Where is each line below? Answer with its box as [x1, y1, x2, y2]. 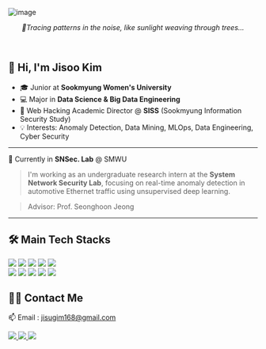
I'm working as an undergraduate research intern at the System [27, 169, 236, 179]
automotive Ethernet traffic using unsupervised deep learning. [27, 186, 231, 195]
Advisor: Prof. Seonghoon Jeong [27, 202, 135, 211]
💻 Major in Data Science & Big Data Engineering [19, 94, 180, 104]
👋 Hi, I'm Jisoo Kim [8, 61, 103, 74]
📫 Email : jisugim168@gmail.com [8, 313, 116, 322]
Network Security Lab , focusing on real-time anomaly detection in [27, 178, 245, 188]
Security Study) [19, 114, 71, 123]
